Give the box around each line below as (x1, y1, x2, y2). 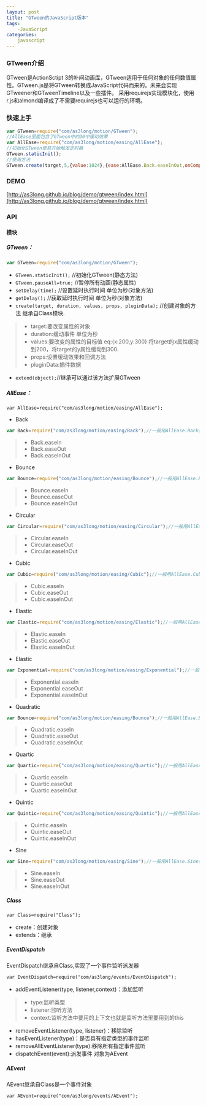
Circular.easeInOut (30, 547, 78, 555)
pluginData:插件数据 (30, 361, 82, 369)
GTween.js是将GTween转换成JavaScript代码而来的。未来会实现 (17, 82, 178, 89)
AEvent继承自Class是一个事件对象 (6, 1080, 92, 1088)
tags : (6, 20, 20, 26)
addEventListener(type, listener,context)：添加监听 (15, 985, 144, 993)
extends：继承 (15, 931, 52, 939)
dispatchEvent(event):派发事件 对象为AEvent (15, 1050, 128, 1058)
